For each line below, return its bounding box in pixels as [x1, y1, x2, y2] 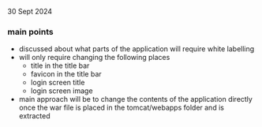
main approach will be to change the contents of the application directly [18, 95, 253, 104]
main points [7, 26, 54, 37]
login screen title [30, 78, 85, 88]
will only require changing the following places [18, 53, 170, 62]
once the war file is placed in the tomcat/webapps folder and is [18, 103, 224, 113]
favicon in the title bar [30, 69, 102, 79]
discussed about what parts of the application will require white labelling [18, 44, 255, 54]
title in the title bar [30, 61, 90, 70]
